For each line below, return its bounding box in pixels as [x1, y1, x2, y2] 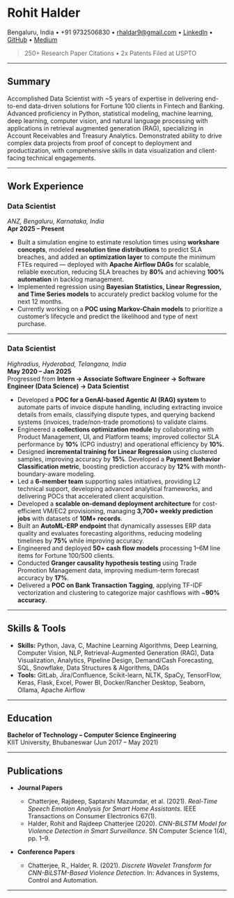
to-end [7, 101, 27, 110]
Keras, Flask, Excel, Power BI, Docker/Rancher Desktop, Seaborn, [17, 678, 205, 686]
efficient [17, 506, 42, 515]
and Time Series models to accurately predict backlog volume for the [17, 290, 218, 298]
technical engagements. [26, 154, 96, 162]
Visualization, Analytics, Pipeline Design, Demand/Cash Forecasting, [17, 656, 214, 664]
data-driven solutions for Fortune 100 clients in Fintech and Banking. [28, 101, 225, 110]
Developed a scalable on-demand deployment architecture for [17, 499, 201, 508]
